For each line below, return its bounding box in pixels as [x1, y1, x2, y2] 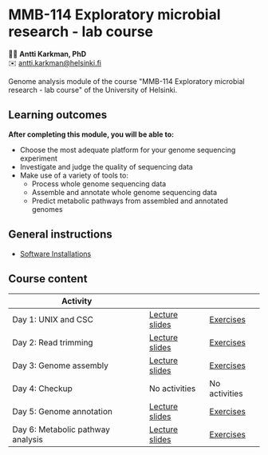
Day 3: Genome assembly [12, 360, 109, 371]
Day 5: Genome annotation [12, 406, 113, 417]
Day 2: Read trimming [12, 337, 93, 349]
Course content [8, 272, 88, 285]
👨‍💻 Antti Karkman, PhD [8, 49, 87, 58]
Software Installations [19, 249, 92, 258]
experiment [19, 154, 58, 163]
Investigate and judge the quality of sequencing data [19, 162, 193, 171]
